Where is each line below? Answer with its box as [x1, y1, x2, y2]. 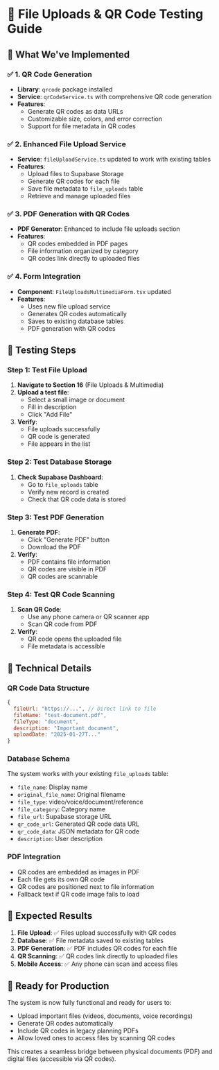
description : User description [17, 835, 103, 843]
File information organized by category [27, 247, 139, 255]
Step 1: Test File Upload [7, 365, 88, 375]
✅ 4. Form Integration [7, 272, 81, 282]
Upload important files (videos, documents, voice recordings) [17, 1012, 193, 1020]
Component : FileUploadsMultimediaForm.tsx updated [17, 287, 171, 295]
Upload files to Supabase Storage [27, 170, 124, 178]
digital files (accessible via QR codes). [7, 1055, 116, 1063]
